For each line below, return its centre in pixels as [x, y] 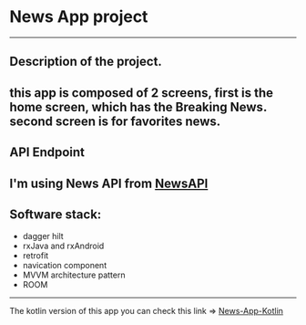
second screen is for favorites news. [115, 121]
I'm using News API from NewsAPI [109, 183]
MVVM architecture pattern [74, 275]
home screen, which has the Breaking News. [138, 107]
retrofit [36, 256]
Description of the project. [86, 62]
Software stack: [56, 214]
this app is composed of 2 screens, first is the [142, 93]
